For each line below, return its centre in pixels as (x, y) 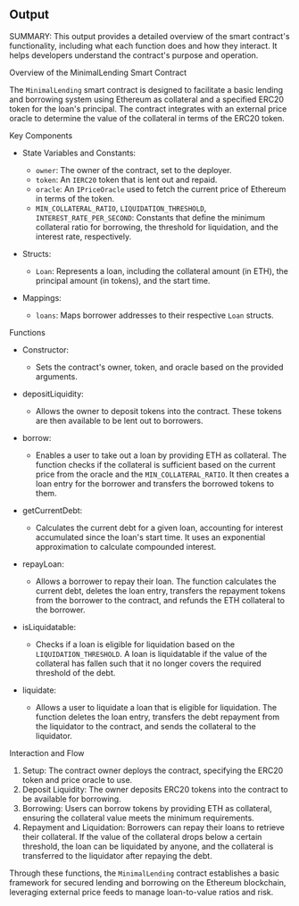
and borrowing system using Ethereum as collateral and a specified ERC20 (146, 99)
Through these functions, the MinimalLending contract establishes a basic (144, 873)
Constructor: (46, 349)
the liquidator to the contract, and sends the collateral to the (145, 726)
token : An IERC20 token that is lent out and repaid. (126, 179)
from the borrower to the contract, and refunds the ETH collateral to (160, 600)
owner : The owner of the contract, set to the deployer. (133, 170)
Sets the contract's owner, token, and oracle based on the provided (159, 367)
